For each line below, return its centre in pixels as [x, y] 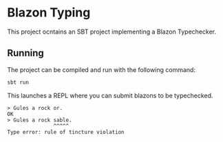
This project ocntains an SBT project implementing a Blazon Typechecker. [112, 32]
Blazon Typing [49, 13]
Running [26, 53]
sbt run [18, 82]
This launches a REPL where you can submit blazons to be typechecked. [110, 95]
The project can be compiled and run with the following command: [102, 69]
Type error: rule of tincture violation [66, 132]
